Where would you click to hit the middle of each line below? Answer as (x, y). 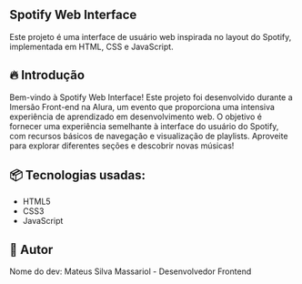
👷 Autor (31, 249)
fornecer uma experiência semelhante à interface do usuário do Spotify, (144, 126)
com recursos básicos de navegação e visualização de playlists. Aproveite (149, 136)
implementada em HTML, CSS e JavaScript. (92, 46)
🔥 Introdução (47, 75)
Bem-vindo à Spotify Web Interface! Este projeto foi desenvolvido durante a (151, 97)
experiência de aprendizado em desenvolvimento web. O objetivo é (136, 117)
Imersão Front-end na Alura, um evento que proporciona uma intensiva (142, 106)
